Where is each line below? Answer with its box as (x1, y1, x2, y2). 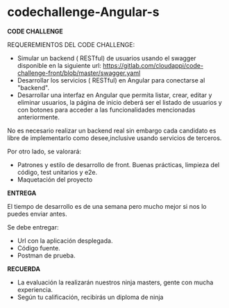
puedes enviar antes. (7, 209, 67, 218)
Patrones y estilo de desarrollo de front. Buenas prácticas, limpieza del (17, 160, 220, 169)
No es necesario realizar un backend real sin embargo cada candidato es (7, 126, 217, 135)
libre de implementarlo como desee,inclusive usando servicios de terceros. (7, 133, 222, 142)
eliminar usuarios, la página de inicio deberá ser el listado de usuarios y (17, 98, 222, 106)
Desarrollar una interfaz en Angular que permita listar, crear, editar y (17, 91, 212, 99)
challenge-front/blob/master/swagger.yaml (17, 69, 141, 77)
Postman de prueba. (17, 251, 76, 259)
